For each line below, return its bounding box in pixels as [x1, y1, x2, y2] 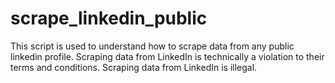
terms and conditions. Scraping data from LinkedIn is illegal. [10, 61, 258, 73]
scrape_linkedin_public [10, 7, 208, 30]
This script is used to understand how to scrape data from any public [10, 40, 295, 52]
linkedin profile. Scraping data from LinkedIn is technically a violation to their [10, 50, 325, 62]
